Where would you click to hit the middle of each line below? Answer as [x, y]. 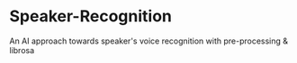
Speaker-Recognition [91, 16]
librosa [22, 50]
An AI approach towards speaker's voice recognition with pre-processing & [149, 41]
